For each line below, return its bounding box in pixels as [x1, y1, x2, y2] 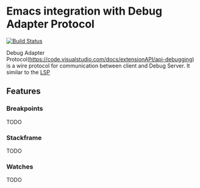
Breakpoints [6, 105, 43, 113]
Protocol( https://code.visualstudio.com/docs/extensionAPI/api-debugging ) [6, 55, 195, 63]
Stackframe [6, 133, 42, 142]
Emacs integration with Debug [6, 4, 163, 18]
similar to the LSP [6, 68, 51, 75]
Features [6, 86, 41, 97]
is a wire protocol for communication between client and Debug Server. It [6, 62, 190, 69]
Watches [6, 162, 34, 171]
